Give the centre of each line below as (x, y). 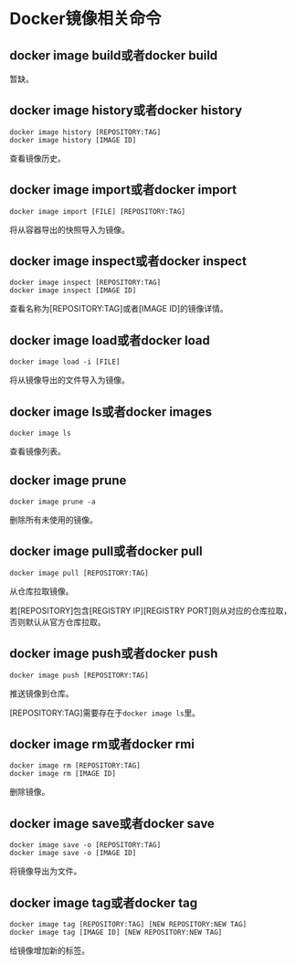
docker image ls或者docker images (111, 412)
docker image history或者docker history (126, 111)
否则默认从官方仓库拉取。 (58, 621)
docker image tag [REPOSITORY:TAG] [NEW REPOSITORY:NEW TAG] (128, 924)
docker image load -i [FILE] (65, 362)
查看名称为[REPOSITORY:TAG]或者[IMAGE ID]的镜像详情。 (119, 309)
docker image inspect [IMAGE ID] (73, 291)
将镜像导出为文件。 (46, 871)
